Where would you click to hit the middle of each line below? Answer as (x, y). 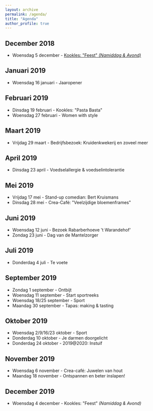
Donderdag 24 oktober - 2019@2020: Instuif (57, 343)
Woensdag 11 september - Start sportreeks (55, 295)
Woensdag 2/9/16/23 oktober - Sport (50, 333)
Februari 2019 (27, 98)
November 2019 (30, 359)
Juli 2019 (19, 251)
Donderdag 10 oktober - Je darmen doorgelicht (60, 338)
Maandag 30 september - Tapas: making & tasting (63, 306)
